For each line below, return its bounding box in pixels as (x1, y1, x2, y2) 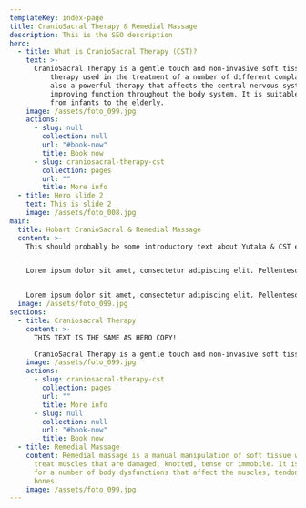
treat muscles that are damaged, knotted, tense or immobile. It (33, 459, 287, 469)
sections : (9, 308, 47, 317)
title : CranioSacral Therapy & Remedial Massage (9, 22, 198, 31)
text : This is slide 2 (25, 199, 112, 209)
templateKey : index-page (9, 13, 104, 23)
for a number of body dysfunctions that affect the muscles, (33, 468, 271, 477)
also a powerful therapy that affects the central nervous (49, 81, 280, 90)
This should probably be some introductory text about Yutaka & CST (25, 242, 291, 251)
